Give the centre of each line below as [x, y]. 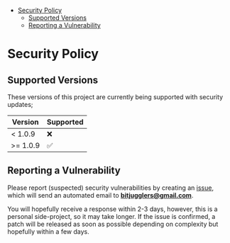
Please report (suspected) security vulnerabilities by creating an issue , [111, 188]
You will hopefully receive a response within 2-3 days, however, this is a [113, 209]
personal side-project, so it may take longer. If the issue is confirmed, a [111, 216]
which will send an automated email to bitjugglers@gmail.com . [100, 195]
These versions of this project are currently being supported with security [115, 97]
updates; [20, 104]
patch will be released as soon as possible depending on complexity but [113, 224]
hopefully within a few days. [49, 231]
